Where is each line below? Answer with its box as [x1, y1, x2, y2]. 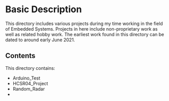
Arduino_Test [12, 75, 41, 81]
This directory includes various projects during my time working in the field [5, 20, 163, 27]
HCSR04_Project [12, 80, 49, 86]
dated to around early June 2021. [5, 37, 75, 43]
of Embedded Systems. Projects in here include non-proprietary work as [5, 26, 158, 32]
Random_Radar [12, 86, 45, 92]
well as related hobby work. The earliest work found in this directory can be [5, 31, 164, 37]
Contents [5, 52, 36, 60]
